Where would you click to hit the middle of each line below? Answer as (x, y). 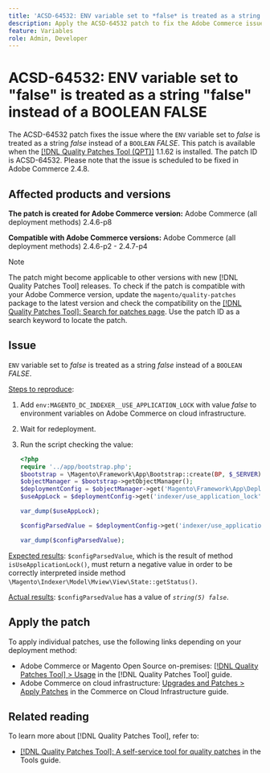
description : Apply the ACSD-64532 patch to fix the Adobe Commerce (125, 23)
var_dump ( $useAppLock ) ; (60, 511)
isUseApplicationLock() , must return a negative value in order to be (121, 564)
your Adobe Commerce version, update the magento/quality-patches (123, 294)
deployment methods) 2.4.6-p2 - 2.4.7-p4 (78, 246)
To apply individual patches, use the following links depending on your (125, 642)
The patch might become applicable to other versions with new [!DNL (123, 277)
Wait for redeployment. (58, 428)
